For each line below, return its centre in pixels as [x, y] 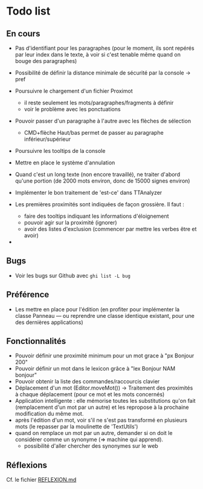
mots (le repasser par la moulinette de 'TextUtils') [76, 427]
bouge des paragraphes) [46, 61]
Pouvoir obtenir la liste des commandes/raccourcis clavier [87, 382]
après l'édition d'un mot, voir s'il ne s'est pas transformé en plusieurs [101, 420]
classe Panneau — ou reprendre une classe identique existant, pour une [105, 315]
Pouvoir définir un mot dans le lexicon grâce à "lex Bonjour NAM [95, 369]
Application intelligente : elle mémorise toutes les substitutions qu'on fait [105, 401]
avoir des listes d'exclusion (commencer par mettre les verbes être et [110, 229]
